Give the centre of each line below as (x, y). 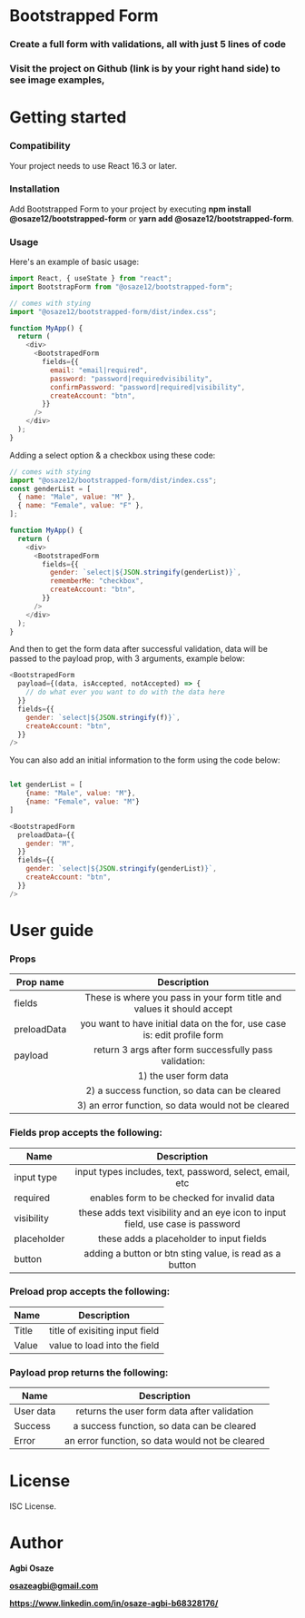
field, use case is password (182, 1224)
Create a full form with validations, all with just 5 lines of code (148, 44)
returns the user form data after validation (165, 1411)
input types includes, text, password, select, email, (182, 1171)
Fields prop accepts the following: (86, 1133)
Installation (35, 189)
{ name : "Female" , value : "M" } (83, 802)
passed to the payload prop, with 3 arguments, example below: (127, 658)
